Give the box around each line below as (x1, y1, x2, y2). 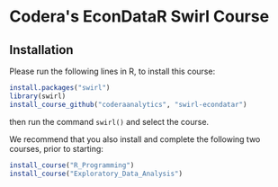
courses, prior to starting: (9, 143, 103, 154)
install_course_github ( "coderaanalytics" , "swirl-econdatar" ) (9, 100, 247, 109)
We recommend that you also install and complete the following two (9, 133, 261, 145)
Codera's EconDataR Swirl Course (9, 6, 270, 27)
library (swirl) (9, 92, 67, 101)
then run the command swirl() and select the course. (9, 116, 210, 127)
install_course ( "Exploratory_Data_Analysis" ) (9, 169, 183, 178)
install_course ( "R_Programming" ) (9, 160, 135, 170)
